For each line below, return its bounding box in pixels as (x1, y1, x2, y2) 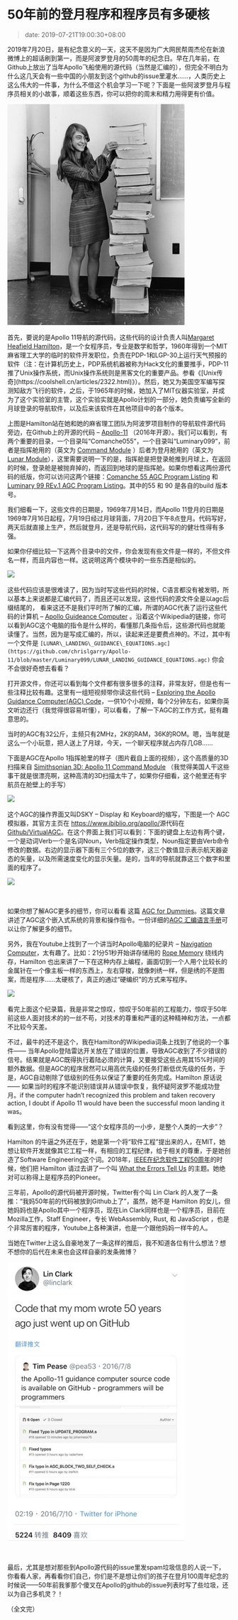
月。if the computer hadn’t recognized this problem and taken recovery (7, 1090, 216, 1099)
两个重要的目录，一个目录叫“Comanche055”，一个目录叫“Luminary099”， (7, 437, 225, 445)
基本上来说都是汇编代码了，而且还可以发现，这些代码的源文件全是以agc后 (13, 594, 229, 603)
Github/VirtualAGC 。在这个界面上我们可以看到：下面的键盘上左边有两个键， (7, 828, 229, 836)
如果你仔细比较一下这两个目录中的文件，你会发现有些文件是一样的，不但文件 (7, 547, 231, 555)
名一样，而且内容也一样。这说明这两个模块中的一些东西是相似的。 (7, 555, 200, 564)
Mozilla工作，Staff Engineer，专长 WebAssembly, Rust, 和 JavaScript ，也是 (7, 1215, 230, 1223)
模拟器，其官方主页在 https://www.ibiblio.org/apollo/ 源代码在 (7, 819, 186, 827)
